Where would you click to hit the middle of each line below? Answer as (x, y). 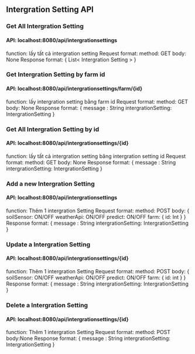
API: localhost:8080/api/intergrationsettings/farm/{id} (74, 89)
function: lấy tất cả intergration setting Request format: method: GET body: (96, 53)
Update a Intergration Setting (48, 244)
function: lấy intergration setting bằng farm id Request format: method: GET (97, 101)
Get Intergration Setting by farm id (56, 74)
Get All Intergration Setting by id (53, 129)
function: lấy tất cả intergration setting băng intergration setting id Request (96, 156)
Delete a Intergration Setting (47, 305)
